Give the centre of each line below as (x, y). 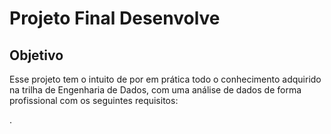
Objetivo (36, 55)
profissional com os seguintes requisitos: (94, 100)
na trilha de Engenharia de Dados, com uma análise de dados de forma (155, 90)
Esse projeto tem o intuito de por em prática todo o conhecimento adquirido (165, 79)
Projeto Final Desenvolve (115, 18)
